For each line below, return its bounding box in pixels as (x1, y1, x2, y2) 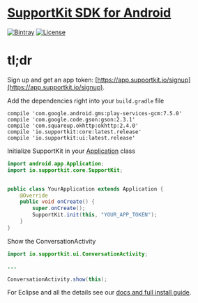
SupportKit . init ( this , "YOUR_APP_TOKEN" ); (32, 212, 158, 219)
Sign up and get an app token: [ (7, 75, 98, 84)
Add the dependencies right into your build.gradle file (7, 96, 165, 105)
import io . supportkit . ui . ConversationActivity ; (7, 250, 148, 258)
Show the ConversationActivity (7, 237, 96, 245)
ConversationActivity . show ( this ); (7, 276, 108, 283)
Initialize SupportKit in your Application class (7, 147, 136, 155)
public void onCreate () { (20, 198, 96, 205)
